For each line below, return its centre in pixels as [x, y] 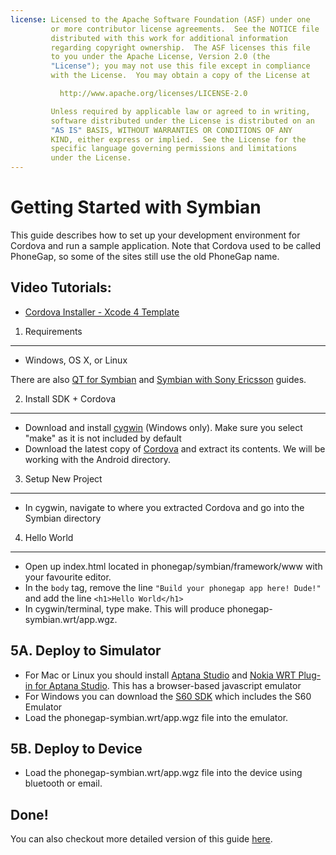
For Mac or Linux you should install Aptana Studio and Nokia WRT [160, 675]
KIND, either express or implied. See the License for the [178, 139]
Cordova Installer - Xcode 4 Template [102, 312]
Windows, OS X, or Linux [76, 360]
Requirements [53, 331]
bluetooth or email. [63, 783]
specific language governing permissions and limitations [174, 149]
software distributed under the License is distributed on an [182, 121]
